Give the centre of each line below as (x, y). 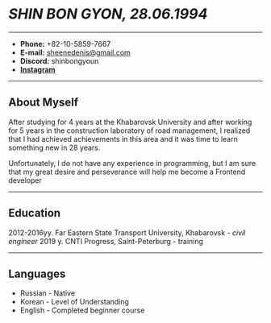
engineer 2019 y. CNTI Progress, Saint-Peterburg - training (106, 241)
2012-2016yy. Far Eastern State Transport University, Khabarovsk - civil (127, 232)
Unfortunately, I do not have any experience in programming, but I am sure (132, 163)
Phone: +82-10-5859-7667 (65, 43)
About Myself (44, 103)
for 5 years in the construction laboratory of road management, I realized (129, 130)
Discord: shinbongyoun (59, 60)
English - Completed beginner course (82, 310)
